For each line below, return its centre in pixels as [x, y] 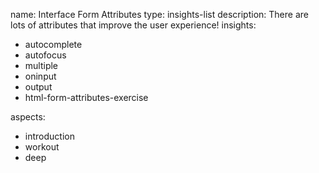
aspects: [28, 117]
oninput [40, 76]
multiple [41, 65]
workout [42, 147]
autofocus [45, 55]
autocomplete [53, 44]
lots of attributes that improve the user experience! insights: [133, 25]
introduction [49, 136]
